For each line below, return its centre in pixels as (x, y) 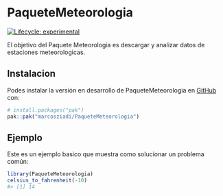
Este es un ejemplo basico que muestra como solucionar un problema (106, 154)
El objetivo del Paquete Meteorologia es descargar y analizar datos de (106, 45)
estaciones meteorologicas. (46, 52)
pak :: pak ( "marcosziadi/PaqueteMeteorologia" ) (73, 117)
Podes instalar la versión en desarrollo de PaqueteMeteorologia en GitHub (112, 90)
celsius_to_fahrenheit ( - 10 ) (47, 181)
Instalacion (32, 74)
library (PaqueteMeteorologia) (50, 174)
